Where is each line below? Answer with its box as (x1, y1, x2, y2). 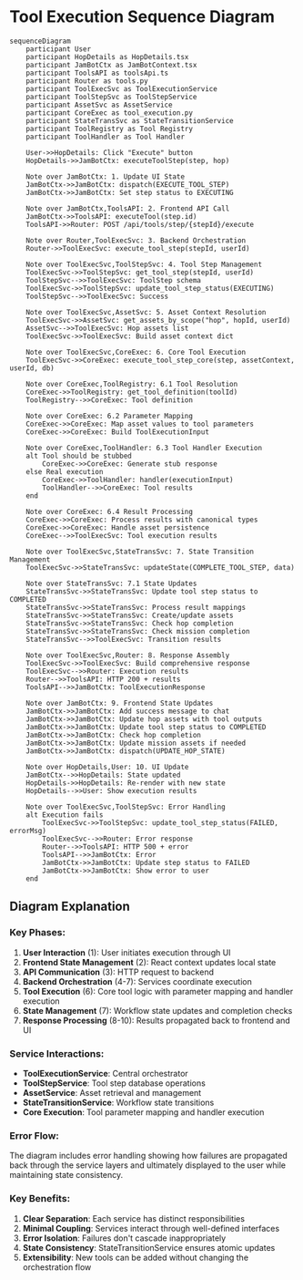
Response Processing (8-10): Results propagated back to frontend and (22, 1015, 291, 1026)
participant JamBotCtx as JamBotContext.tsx (25, 60, 197, 69)
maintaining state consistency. (9, 1170, 124, 1181)
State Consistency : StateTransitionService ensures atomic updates (22, 1242, 276, 1253)
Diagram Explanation (9, 899, 130, 914)
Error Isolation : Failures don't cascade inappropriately (22, 1233, 227, 1244)
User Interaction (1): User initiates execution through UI (22, 946, 231, 958)
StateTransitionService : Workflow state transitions (22, 1097, 215, 1108)
